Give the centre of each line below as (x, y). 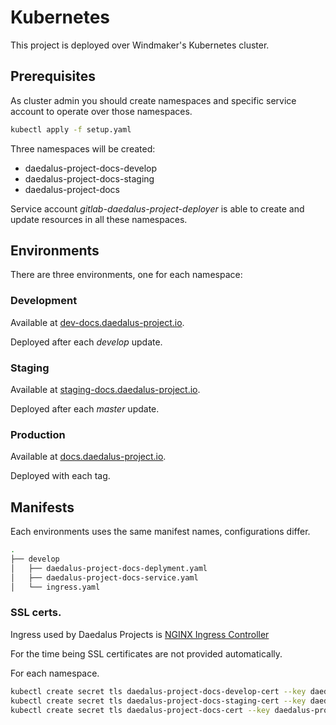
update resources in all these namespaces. (99, 219)
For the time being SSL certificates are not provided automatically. (146, 653)
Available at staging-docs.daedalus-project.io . (105, 390)
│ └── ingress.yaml (55, 587)
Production (38, 434)
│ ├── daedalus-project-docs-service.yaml (104, 577)
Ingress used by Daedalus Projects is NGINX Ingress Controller (140, 634)
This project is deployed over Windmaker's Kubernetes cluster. (140, 45)
